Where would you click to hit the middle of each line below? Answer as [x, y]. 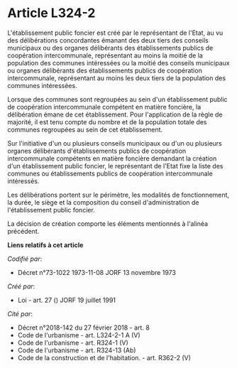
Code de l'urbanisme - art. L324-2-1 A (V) [79, 335]
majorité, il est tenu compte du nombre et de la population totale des [107, 121]
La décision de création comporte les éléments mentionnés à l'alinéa [108, 223]
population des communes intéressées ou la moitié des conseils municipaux [118, 63]
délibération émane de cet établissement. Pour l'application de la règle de [115, 114]
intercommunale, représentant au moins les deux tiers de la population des [116, 78]
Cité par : [20, 313]
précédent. [23, 231]
